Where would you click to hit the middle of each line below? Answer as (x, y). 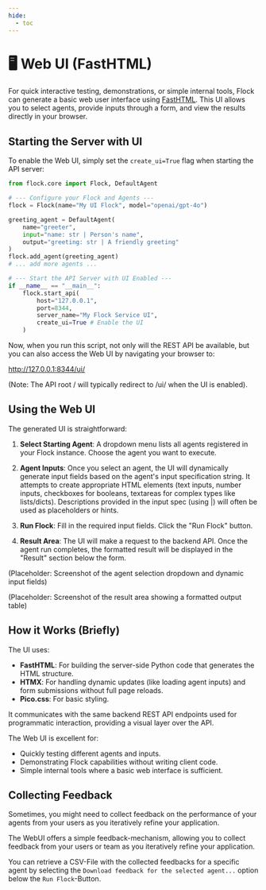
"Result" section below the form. (73, 558)
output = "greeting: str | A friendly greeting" (101, 242)
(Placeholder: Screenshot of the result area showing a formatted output (125, 597)
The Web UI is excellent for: (54, 738)
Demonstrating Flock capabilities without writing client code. (119, 762)
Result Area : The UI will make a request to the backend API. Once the (134, 540)
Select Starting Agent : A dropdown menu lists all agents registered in (134, 444)
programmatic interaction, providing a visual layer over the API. (111, 722)
